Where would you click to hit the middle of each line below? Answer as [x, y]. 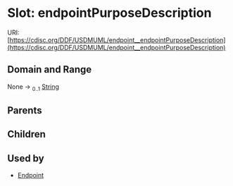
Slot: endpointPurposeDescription [109, 13]
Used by [26, 158]
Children [26, 134]
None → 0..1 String [33, 87]
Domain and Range [50, 69]
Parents [25, 110]
